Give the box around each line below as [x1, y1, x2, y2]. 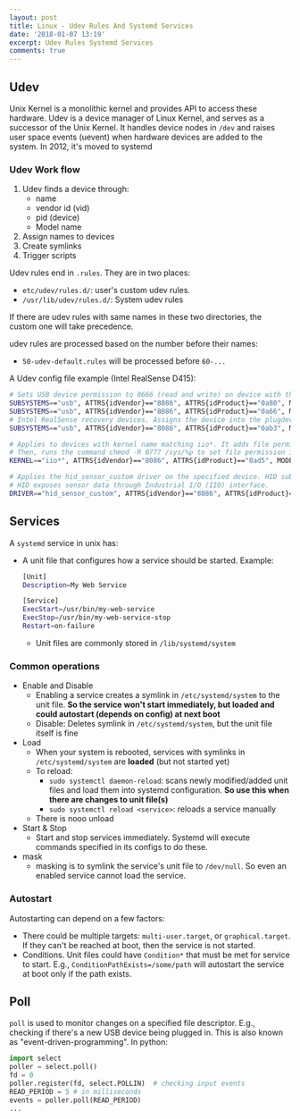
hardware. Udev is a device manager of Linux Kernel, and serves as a [9, 113, 265, 123]
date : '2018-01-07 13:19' [9, 29, 105, 38]
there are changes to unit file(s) [48, 795, 169, 805]
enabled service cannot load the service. [35, 871, 187, 881]
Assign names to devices [21, 231, 115, 242]
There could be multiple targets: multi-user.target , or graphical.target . [21, 930, 291, 941]
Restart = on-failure [21, 622, 96, 631]
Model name [35, 222, 82, 232]
